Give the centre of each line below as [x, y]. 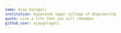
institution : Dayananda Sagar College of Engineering [61, 14]
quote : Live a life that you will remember [50, 18]
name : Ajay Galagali [26, 9]
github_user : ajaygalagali [32, 23]
